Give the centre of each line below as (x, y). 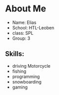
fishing (19, 71)
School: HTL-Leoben (33, 27)
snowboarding (27, 82)
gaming (20, 87)
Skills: (15, 54)
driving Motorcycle (31, 66)
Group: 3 (21, 38)
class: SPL (23, 33)
